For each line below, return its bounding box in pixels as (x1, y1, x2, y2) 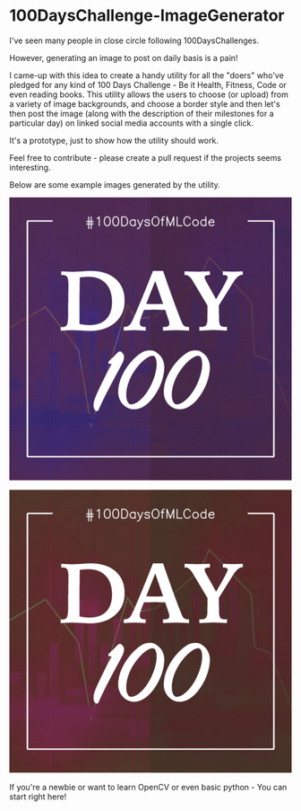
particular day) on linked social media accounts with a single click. (9, 118, 254, 128)
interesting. (9, 162, 51, 172)
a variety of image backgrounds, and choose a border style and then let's (9, 98, 280, 109)
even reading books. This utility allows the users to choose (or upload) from (9, 89, 288, 100)
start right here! (9, 791, 67, 802)
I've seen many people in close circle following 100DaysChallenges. (9, 35, 260, 46)
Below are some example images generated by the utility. (9, 179, 221, 190)
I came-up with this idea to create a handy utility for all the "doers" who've (9, 69, 284, 81)
